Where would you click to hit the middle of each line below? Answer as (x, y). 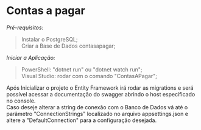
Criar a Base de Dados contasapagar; (68, 46)
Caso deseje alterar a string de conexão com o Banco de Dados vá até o (97, 107)
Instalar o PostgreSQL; (49, 39)
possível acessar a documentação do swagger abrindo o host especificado (101, 94)
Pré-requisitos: (25, 27)
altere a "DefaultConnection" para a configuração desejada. (82, 120)
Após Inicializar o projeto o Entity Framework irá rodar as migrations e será (100, 88)
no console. (21, 101)
